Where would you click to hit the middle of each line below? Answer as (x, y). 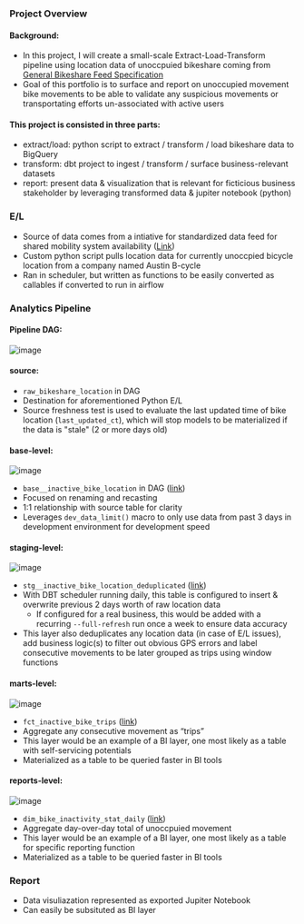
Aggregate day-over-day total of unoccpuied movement (127, 828)
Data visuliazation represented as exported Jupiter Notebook (137, 900)
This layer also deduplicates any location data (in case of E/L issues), (152, 633)
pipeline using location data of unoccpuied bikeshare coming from (146, 65)
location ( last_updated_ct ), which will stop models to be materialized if (155, 420)
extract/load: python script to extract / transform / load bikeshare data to (158, 144)
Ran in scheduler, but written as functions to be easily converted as (148, 274)
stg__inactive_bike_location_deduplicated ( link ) (114, 585)
